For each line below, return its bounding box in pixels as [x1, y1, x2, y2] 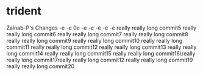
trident [6, 4, 41, 18]
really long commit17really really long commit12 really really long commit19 [6, 56, 193, 63]
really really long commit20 [6, 62, 75, 70]
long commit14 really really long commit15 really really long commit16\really [6, 49, 196, 57]
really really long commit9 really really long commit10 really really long [6, 37, 183, 44]
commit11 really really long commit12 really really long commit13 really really [6, 43, 197, 51]
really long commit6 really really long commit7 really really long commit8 [6, 30, 188, 37]
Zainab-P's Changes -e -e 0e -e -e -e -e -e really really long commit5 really [6, 24, 197, 31]
